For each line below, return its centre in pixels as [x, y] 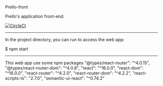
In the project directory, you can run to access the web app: [65, 40]
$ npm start [16, 49]
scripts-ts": [16, 78]
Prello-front [16, 7]
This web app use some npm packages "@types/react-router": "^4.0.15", [78, 63]
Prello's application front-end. [35, 16]
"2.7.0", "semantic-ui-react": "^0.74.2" [66, 78]
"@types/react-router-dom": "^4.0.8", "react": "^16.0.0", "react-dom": [74, 68]
